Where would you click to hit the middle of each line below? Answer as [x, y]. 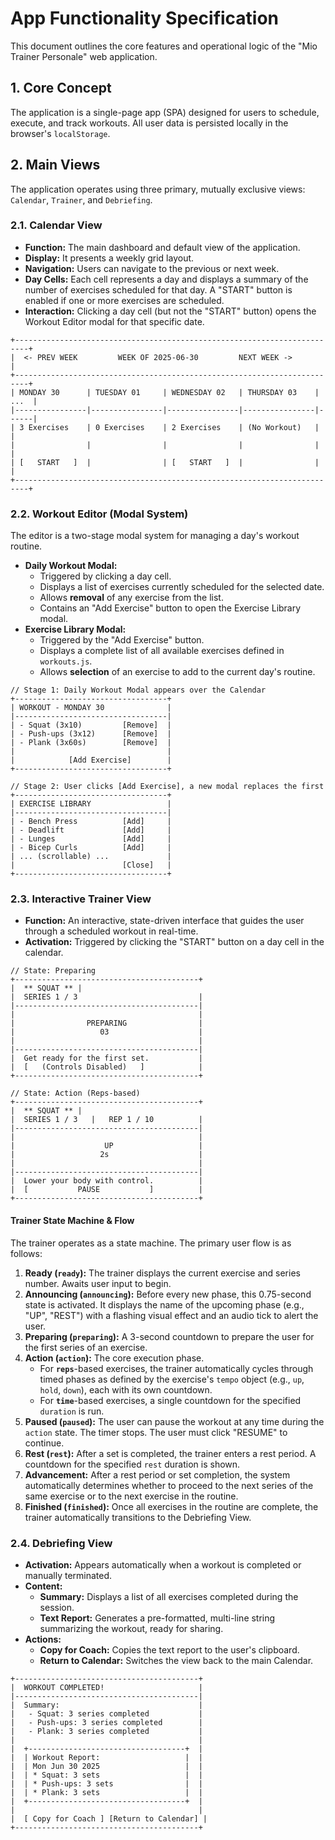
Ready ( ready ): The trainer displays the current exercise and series [162, 1273]
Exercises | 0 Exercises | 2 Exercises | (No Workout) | [174, 427]
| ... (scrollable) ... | [91, 857]
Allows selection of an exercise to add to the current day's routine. [177, 672]
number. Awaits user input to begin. [98, 1283]
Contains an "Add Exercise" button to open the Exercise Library [170, 608]
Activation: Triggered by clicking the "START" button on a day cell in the [174, 942]
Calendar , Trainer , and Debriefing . [81, 199]
